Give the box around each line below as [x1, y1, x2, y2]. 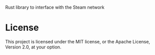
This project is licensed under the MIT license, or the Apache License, [5, 38, 150, 44]
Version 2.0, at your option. [5, 44, 61, 50]
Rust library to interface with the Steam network [5, 5, 105, 10]
